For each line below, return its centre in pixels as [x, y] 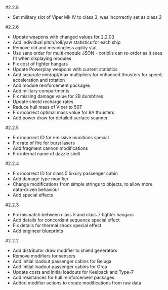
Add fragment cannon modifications [50, 148]
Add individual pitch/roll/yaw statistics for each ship [67, 42]
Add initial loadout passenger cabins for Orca [60, 267]
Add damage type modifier [40, 179]
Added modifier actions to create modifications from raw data [77, 283]
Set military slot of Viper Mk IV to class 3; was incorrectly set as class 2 [87, 17]
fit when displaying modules [42, 58]
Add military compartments [41, 91]
